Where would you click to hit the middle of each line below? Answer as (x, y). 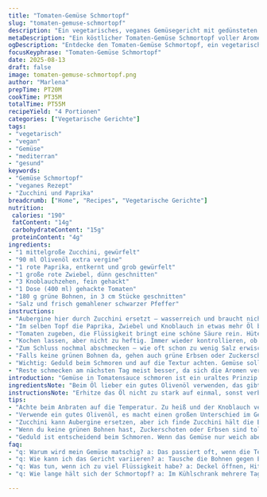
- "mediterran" (33, 156)
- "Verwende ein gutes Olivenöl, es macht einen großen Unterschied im (129, 415)
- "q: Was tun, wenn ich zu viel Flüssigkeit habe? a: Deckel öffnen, (128, 467)
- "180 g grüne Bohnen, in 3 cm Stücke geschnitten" (97, 297)
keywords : (25, 171)
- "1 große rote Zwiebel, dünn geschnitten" (83, 274)
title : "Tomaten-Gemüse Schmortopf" (69, 16)
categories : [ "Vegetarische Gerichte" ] (74, 119)
